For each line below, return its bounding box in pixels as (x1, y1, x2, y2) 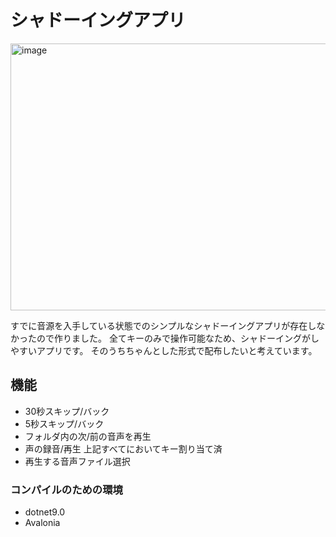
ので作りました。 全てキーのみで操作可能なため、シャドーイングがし (36, 332, 320, 344)
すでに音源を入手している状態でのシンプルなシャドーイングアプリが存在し (10, 319, 317, 331)
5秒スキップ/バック (24, 417, 105, 430)
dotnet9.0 (24, 506, 66, 518)
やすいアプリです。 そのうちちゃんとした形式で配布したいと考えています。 (10, 344, 318, 356)
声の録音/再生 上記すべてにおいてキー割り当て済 (24, 442, 223, 455)
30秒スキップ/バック (24, 405, 110, 417)
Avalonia (24, 517, 61, 529)
